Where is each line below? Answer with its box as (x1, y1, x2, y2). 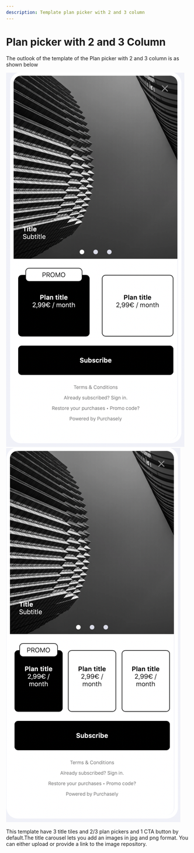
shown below (6, 61, 39, 68)
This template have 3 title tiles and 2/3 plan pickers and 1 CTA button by (6, 828, 179, 835)
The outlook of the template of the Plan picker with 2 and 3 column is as (6, 54, 179, 61)
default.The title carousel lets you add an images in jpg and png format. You (6, 834, 189, 841)
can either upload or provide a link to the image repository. (6, 840, 147, 847)
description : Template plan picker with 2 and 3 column (6, 9, 145, 15)
